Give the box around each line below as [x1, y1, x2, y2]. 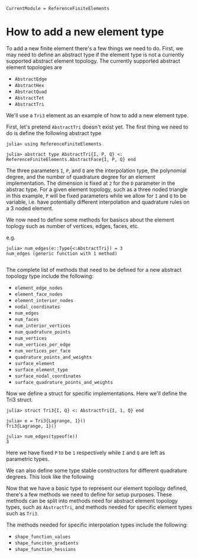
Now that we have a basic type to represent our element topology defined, [6, 485, 187, 492]
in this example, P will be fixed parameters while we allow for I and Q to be [6, 192, 187, 199]
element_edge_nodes [14, 285, 63, 291]
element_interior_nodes [14, 297, 74, 303]
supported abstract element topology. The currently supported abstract [6, 57, 180, 65]
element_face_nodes [14, 291, 63, 297]
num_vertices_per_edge [14, 341, 71, 348]
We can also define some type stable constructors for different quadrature [6, 467, 187, 474]
